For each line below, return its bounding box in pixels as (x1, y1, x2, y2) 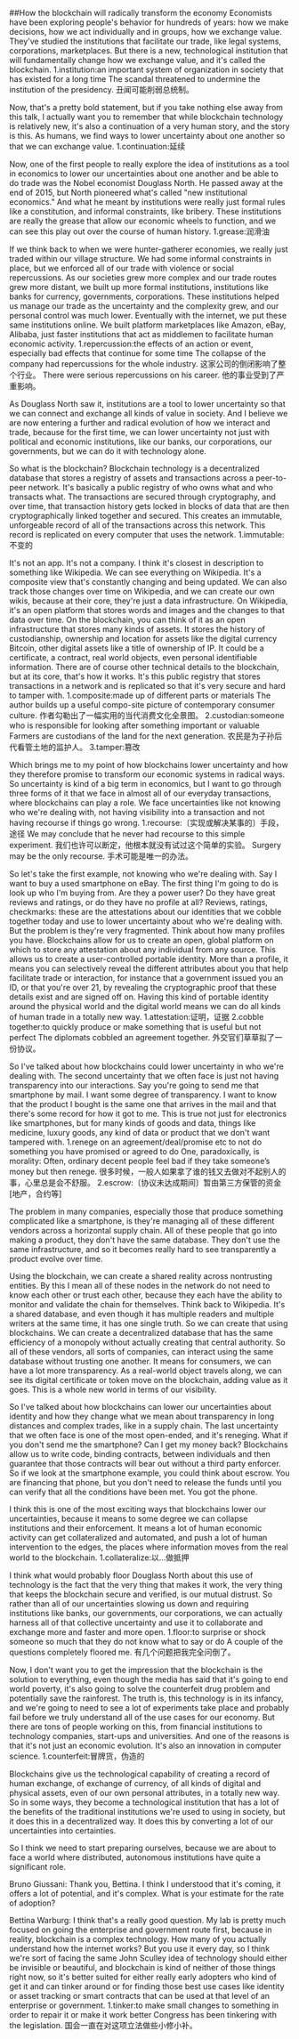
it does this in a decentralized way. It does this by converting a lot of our (9, 1816, 274, 1826)
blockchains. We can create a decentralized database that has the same (9, 1328, 274, 1338)
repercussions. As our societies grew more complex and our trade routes (9, 272, 278, 283)
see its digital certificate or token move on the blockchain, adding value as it (9, 1375, 288, 1385)
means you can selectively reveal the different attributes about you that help (9, 963, 289, 974)
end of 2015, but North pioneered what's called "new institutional (9, 187, 247, 198)
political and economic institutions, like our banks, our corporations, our (9, 436, 273, 447)
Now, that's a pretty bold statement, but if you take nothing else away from (9, 102, 283, 112)
